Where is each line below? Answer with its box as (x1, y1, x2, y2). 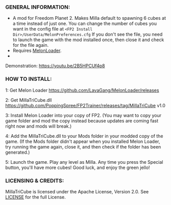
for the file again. (12, 42, 49, 48)
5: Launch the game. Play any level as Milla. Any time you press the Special (5, 159, 163, 165)
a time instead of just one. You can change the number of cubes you (12, 20, 157, 26)
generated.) (5, 149, 30, 155)
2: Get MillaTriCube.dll (5, 97, 52, 103)
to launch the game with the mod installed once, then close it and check (12, 37, 164, 43)
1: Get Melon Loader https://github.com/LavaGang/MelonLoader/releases (5, 87, 159, 93)
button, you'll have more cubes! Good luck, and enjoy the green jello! (5, 164, 150, 170)
